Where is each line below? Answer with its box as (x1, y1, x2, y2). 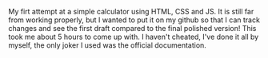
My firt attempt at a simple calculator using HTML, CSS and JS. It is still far (8, 7, 254, 16)
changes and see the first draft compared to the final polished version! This (8, 24, 257, 33)
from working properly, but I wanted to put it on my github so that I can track (8, 15, 260, 25)
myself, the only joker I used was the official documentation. (8, 41, 206, 50)
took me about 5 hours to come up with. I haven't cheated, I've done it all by (8, 32, 259, 41)
